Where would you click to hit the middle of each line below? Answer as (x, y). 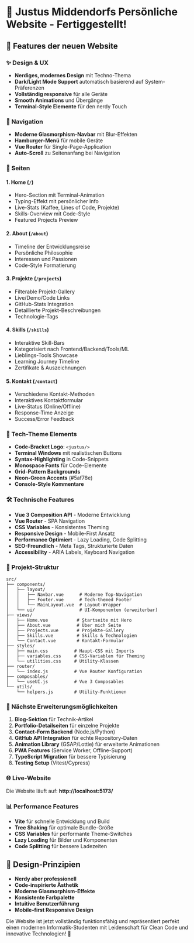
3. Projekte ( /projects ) (34, 279)
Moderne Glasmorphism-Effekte (55, 891)
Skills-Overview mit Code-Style (52, 214)
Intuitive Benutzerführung (47, 903)
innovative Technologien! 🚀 (39, 934)
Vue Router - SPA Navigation (50, 521)
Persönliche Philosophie (44, 253)
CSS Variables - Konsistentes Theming (62, 527)
